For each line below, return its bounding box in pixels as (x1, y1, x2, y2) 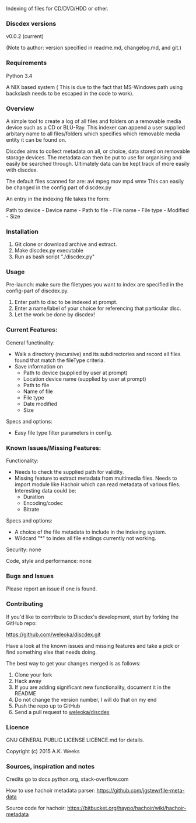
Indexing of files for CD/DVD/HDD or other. (6, 5, 109, 12)
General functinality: (6, 339, 55, 346)
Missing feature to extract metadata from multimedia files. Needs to (14, 474, 177, 482)
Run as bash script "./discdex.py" (14, 253, 95, 260)
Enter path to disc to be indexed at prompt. (14, 299, 118, 306)
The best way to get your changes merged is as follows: (6, 660, 141, 667)
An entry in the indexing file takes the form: (6, 195, 110, 202)
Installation (6, 227, 39, 235)
